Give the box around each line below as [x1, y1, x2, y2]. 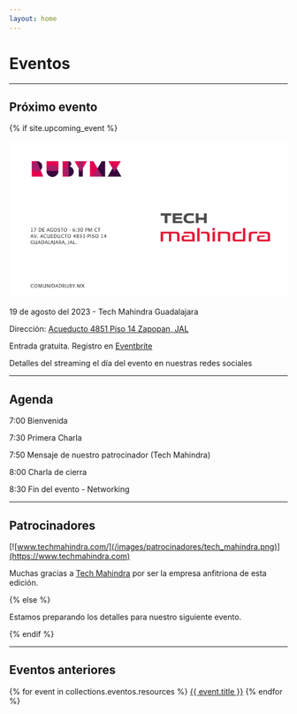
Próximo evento [9, 99, 98, 114]
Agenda [9, 392, 54, 407]
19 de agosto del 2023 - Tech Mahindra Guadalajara [9, 306, 199, 318]
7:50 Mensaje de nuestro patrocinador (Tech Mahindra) [9, 449, 211, 460]
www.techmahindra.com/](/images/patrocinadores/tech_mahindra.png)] [17, 541, 280, 552]
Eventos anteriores [9, 663, 117, 678]
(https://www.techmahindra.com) [9, 550, 131, 561]
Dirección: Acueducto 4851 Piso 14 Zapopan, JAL [9, 324, 189, 334]
